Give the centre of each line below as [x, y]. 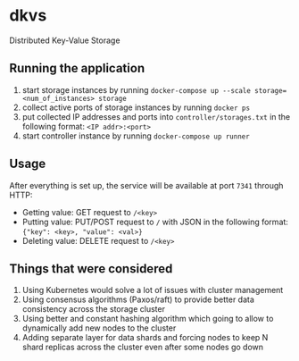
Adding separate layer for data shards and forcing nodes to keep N [145, 338]
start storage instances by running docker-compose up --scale [137, 89]
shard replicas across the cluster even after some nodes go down [143, 347]
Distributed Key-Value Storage [65, 40]
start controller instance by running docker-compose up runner [136, 136]
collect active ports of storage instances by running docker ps [136, 107]
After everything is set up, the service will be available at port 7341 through [146, 185]
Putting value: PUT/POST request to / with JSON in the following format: [155, 222]
